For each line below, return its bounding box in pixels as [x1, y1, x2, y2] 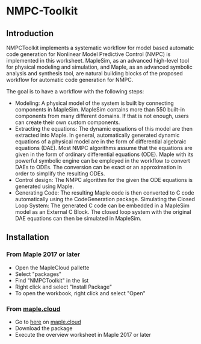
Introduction [6, 28, 54, 39]
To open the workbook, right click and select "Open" [14, 289, 146, 296]
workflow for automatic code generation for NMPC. [6, 77, 134, 83]
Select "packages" [14, 270, 62, 278]
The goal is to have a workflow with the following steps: [6, 88, 144, 95]
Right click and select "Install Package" [14, 283, 113, 290]
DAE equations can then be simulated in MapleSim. [14, 215, 141, 222]
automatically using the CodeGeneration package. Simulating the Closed [14, 196, 196, 202]
